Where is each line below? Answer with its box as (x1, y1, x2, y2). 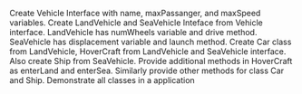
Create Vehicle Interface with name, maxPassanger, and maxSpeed (9, 8, 261, 18)
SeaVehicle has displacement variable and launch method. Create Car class (9, 36, 292, 47)
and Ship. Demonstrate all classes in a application (9, 75, 195, 85)
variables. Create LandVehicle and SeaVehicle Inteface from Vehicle (9, 17, 263, 28)
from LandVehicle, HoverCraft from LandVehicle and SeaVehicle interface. (9, 46, 287, 57)
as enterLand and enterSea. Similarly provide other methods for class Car (9, 65, 284, 76)
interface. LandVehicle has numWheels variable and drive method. (9, 27, 258, 37)
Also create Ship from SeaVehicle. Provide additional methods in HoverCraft (9, 56, 293, 66)
